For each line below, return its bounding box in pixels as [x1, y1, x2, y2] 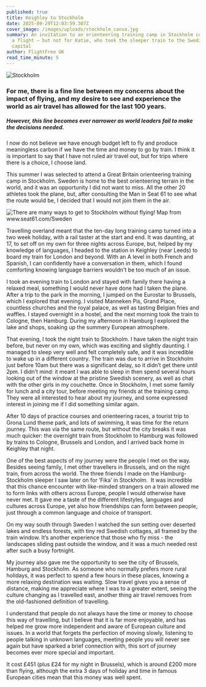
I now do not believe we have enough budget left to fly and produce [6, 139, 178, 146]
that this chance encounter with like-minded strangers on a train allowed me [6, 482, 199, 490]
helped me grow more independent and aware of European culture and [6, 623, 186, 630]
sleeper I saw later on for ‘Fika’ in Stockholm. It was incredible [34, 476, 193, 484]
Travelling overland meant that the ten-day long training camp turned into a [6, 227, 196, 234]
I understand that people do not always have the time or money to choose [6, 609, 193, 617]
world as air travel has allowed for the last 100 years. [6, 102, 167, 110]
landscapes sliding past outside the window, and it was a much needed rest [6, 540, 197, 547]
